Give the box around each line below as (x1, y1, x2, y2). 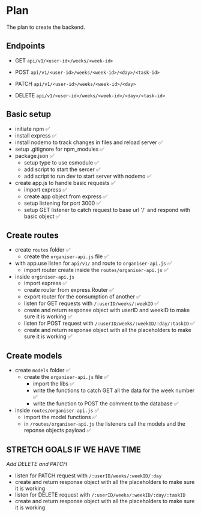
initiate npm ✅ (14, 125, 50, 132)
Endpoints (6, 41, 46, 51)
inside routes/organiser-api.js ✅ (14, 407, 100, 414)
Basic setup (6, 109, 52, 119)
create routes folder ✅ (14, 246, 71, 253)
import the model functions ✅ (23, 414, 97, 421)
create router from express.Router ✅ (23, 286, 114, 294)
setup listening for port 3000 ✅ (23, 199, 101, 207)
